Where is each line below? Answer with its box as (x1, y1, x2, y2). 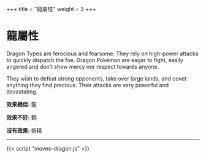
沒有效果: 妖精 (6, 127, 42, 134)
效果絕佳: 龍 (6, 100, 37, 108)
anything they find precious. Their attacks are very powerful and (6, 81, 169, 89)
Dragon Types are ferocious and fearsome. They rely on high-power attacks (6, 50, 199, 57)
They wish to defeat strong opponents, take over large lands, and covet (6, 74, 187, 82)
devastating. (6, 88, 38, 95)
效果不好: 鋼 (6, 113, 37, 121)
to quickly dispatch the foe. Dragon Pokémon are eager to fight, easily (6, 56, 184, 63)
